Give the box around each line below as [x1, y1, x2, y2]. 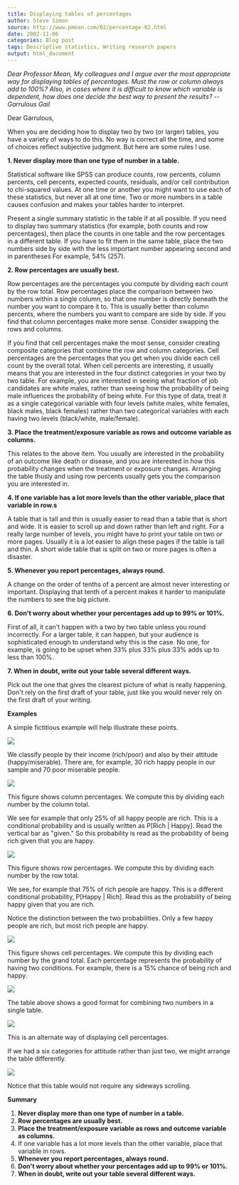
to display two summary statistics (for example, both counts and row [7, 221, 208, 230]
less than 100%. [7, 652, 55, 661]
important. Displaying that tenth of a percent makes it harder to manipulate [7, 588, 226, 596]
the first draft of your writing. [7, 695, 92, 704]
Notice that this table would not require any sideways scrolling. [7, 1081, 192, 1090]
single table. [7, 1006, 43, 1014]
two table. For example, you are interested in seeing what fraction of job [7, 376, 218, 385]
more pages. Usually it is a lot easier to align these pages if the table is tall [7, 537, 225, 546]
